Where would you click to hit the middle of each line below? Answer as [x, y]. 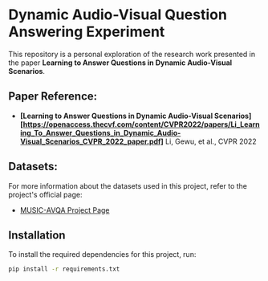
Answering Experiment [87, 32]
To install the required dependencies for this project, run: [102, 255]
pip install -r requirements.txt [64, 269]
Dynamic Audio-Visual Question [118, 15]
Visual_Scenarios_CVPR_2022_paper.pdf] [92, 141]
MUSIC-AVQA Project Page [65, 210]
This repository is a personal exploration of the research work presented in [132, 54]
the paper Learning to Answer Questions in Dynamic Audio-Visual [120, 63]
